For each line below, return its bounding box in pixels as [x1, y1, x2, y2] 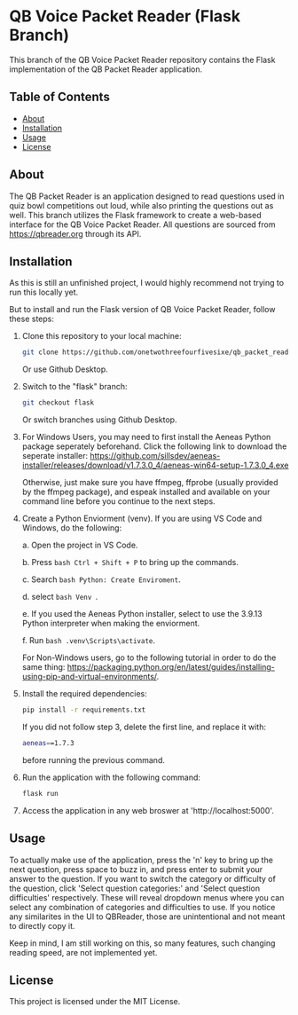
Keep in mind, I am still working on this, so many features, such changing [9, 938, 276, 948]
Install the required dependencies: [21, 688, 148, 699]
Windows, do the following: [21, 523, 122, 533]
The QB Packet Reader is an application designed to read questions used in [9, 191, 286, 201]
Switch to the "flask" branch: [21, 382, 128, 392]
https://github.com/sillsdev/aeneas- [90, 451, 221, 461]
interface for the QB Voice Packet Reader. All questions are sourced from [9, 219, 276, 230]
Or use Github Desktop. [21, 364, 108, 374]
